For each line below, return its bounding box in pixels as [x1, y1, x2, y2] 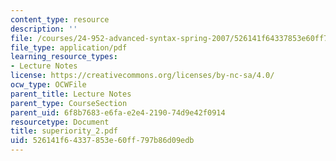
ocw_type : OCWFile [10, 80, 87, 90]
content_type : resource [10, 14, 110, 25]
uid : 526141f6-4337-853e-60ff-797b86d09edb [10, 136, 195, 146]
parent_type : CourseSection [10, 98, 128, 108]
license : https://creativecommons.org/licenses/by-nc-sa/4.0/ [10, 71, 275, 81]
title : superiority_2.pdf [10, 126, 118, 136]
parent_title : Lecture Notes [10, 89, 132, 99]
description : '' [10, 24, 78, 34]
